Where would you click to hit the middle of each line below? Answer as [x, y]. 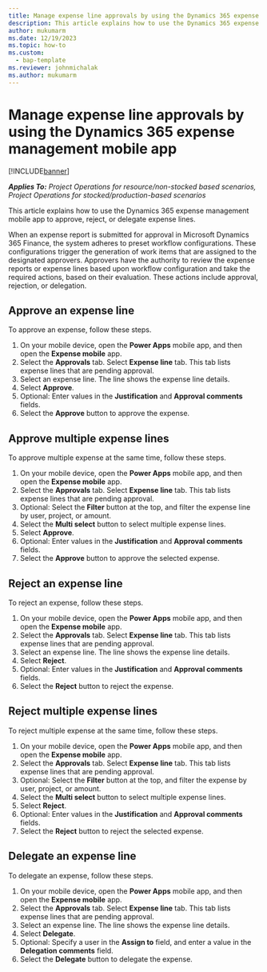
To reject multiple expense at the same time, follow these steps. [113, 730]
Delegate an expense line [72, 856]
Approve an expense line [71, 310]
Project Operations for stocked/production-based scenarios [107, 195]
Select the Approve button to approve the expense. [105, 414]
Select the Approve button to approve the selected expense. [120, 558]
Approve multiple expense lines [89, 438]
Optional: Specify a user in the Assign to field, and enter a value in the [135, 942]
